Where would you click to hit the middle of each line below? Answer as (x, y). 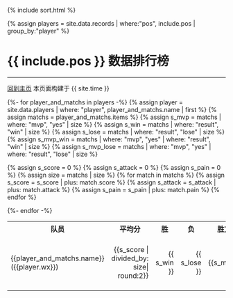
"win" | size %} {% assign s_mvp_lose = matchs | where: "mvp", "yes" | (109, 146)
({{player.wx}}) (35, 267)
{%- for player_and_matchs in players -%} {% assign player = (95, 102)
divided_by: (130, 258)
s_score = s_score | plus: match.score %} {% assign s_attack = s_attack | (112, 182)
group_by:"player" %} (38, 31)
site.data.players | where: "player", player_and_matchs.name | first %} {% (112, 109)
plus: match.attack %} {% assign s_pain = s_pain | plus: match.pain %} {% (113, 189)
